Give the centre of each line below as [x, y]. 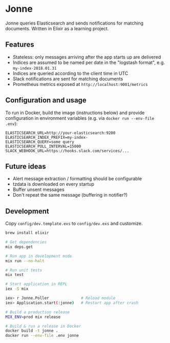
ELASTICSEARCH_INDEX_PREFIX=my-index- [47, 137]
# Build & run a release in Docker [43, 326]
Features [20, 45]
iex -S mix [17, 289]
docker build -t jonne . [32, 331]
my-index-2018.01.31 [35, 68]
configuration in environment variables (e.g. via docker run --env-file [80, 118]
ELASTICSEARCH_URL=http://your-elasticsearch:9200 [60, 133]
